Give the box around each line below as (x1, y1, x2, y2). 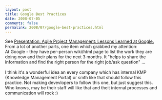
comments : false (5, 20, 38, 26)
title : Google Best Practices (5, 12, 67, 17)
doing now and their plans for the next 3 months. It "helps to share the (5, 54, 146, 60)
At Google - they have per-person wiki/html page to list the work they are (5, 49, 152, 55)
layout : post (5, 7, 32, 12)
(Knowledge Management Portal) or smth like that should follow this (5, 75, 142, 81)
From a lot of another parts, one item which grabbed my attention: (5, 44, 138, 50)
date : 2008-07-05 (5, 16, 40, 21)
